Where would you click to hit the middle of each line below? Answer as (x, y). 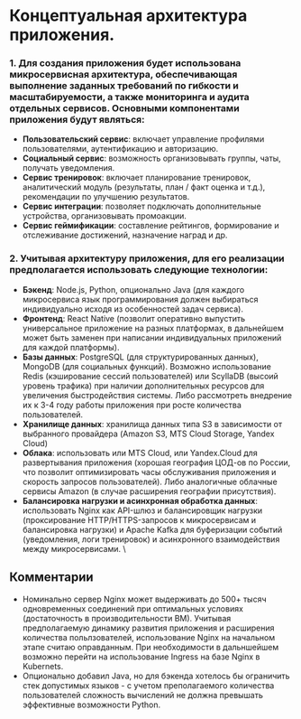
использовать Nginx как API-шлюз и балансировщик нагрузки (142, 510)
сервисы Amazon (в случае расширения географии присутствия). (149, 491)
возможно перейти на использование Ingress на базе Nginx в (141, 657)
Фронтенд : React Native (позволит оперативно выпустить (134, 318)
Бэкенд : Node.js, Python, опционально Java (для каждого (133, 289)
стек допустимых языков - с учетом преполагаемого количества (148, 685)
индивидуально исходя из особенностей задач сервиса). (132, 309)
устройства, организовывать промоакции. (105, 216)
